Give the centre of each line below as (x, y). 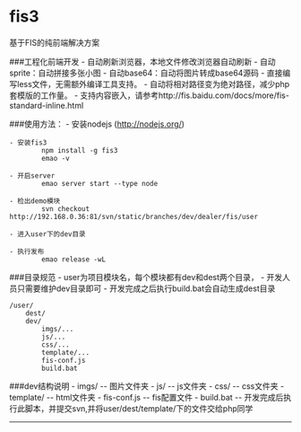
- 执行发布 (27, 251)
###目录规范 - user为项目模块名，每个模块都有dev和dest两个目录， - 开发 (146, 277)
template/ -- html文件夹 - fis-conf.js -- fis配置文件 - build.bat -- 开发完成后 (146, 397)
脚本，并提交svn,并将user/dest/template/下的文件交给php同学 (139, 408)
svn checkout (66, 208)
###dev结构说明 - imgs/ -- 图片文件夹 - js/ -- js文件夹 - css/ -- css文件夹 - (147, 386)
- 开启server (32, 176)
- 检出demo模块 (35, 201)
